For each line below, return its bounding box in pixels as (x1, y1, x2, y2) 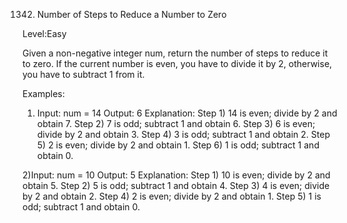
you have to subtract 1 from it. (22, 69, 145, 80)
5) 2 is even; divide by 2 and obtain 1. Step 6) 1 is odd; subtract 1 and (36, 139, 320, 151)
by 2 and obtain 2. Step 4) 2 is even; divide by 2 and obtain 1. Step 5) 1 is (22, 190, 322, 202)
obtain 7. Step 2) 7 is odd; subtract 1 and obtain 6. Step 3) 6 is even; (36, 118, 316, 129)
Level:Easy (22, 28, 67, 39)
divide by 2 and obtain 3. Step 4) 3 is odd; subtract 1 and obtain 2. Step (36, 129, 330, 140)
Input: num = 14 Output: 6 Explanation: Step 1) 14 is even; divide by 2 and (36, 107, 338, 119)
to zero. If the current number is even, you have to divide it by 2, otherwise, (22, 58, 333, 69)
